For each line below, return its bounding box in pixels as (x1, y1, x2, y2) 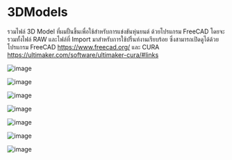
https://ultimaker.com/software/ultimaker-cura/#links (7, 50, 159, 59)
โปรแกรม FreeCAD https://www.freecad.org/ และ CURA (7, 42, 160, 51)
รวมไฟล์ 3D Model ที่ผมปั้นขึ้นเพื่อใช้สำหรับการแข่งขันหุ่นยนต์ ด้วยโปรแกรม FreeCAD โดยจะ (7, 27, 225, 35)
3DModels (7, 4, 68, 20)
